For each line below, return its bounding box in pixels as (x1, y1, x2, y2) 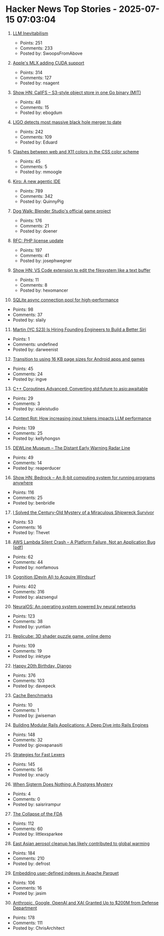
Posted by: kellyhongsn (12, 435, 60, 441)
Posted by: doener (20, 228, 58, 234)
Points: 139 (12, 425, 35, 430)
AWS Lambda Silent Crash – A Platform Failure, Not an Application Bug (12, 539, 156, 545)
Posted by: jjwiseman (12, 712, 56, 718)
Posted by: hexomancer (20, 287, 68, 293)
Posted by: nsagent (20, 80, 59, 86)
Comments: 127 (20, 75, 52, 80)
